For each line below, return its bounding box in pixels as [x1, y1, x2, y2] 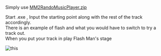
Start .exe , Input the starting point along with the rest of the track [5, 14, 143, 20]
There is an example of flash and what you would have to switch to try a [5, 25, 156, 31]
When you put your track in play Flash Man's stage [5, 35, 112, 41]
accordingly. [5, 20, 32, 25]
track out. [5, 30, 25, 36]
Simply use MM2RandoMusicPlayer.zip [5, 5, 87, 10]
